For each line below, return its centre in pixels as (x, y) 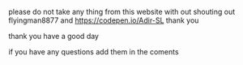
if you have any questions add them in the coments (94, 52)
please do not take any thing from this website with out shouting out (122, 12)
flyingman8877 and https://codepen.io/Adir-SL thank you (104, 20)
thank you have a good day (54, 36)
